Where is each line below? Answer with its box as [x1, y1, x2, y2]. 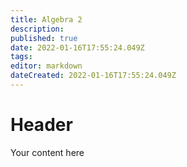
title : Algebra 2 [10, 14, 83, 25]
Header [10, 114, 73, 136]
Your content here [10, 146, 85, 158]
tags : [10, 52, 33, 62]
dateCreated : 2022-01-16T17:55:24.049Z [10, 71, 177, 81]
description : [10, 24, 65, 34]
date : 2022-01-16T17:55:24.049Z [10, 42, 145, 53]
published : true [10, 33, 78, 43]
